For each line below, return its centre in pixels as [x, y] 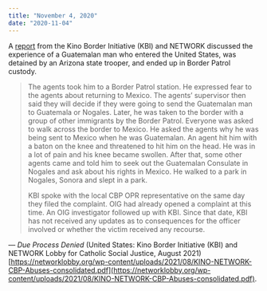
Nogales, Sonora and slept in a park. [88, 179]
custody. [23, 71]
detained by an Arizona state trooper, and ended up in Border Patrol [120, 63]
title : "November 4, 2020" [53, 16]
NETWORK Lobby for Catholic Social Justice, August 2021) [105, 253]
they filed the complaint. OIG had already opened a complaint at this [139, 203]
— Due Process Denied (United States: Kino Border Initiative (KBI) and [123, 245]
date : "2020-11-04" [41, 23]
